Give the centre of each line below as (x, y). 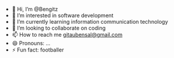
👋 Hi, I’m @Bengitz (35, 9)
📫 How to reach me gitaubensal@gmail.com (67, 35)
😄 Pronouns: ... (31, 43)
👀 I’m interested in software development (63, 15)
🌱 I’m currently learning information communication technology (90, 22)
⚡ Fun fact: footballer (38, 50)
